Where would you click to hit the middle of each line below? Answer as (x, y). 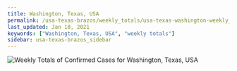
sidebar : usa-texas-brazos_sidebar (60, 40)
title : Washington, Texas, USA (53, 14)
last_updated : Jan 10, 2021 (49, 27)
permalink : (23, 20)
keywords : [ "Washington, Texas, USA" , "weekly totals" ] (91, 33)
